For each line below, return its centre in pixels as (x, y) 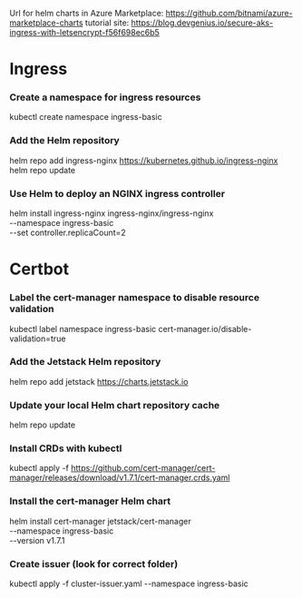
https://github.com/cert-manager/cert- (143, 468)
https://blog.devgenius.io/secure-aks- (202, 23)
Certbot (39, 269)
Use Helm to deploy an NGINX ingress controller (117, 193)
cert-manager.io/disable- (205, 328)
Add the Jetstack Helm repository (85, 362)
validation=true (38, 338)
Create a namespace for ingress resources (105, 97)
